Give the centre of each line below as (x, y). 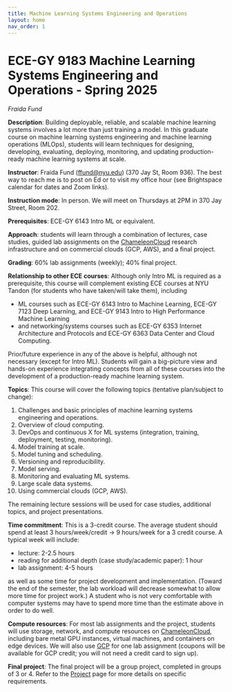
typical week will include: (43, 540)
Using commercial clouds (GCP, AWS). (73, 491)
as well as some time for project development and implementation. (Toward (115, 582)
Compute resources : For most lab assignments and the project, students (112, 624)
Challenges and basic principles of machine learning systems (105, 410)
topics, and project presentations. (56, 512)
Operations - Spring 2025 (83, 90)
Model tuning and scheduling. (60, 454)
